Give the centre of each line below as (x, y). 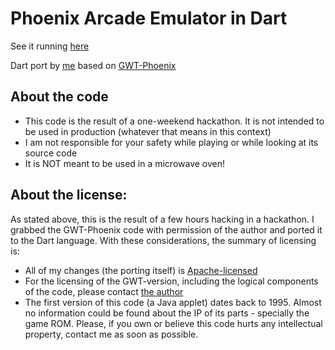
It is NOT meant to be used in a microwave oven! (125, 163)
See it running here (50, 46)
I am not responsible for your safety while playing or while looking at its (171, 142)
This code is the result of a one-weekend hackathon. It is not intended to (174, 121)
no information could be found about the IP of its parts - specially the (167, 313)
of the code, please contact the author (104, 291)
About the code (59, 97)
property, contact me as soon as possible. (111, 334)
